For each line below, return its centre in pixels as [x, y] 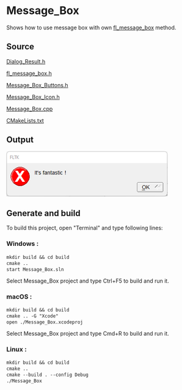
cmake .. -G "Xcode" [33, 316]
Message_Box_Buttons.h [37, 85]
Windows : [23, 244]
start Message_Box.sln [35, 269]
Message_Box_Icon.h [33, 97]
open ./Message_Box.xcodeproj [45, 322]
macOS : [19, 297]
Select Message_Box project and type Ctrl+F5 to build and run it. [88, 281]
